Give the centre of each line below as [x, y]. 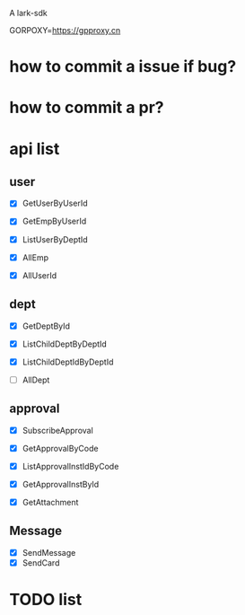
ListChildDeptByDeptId [65, 344]
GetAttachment [50, 502]
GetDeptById [46, 326]
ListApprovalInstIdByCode [70, 466]
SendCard [41, 562]
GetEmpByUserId [54, 221]
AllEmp [35, 257]
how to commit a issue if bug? [123, 67]
